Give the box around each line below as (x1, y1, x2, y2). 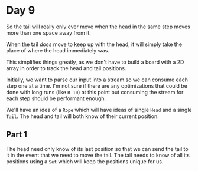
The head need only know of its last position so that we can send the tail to (6, 145, 189, 152)
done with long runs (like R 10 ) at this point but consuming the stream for (6, 88, 184, 96)
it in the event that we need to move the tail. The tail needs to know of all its (6, 152, 190, 159)
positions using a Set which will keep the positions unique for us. (6, 157, 164, 165)
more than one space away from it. (6, 29, 92, 36)
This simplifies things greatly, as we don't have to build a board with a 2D (6, 58, 184, 65)
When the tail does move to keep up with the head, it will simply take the (6, 41, 182, 48)
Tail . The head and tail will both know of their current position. (6, 113, 159, 120)
